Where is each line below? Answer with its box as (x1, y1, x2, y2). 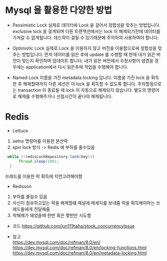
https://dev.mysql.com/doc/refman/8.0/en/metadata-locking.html (12, 249, 147, 255)
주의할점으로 (137, 80, 162, 86)
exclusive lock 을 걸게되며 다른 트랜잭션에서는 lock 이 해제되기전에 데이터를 (12, 28, 161, 34)
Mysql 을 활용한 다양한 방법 (5, 4, 112, 16)
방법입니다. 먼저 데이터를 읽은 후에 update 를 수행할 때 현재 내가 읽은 (21, 51, 156, 57)
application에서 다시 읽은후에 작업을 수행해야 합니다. (25, 63, 129, 70)
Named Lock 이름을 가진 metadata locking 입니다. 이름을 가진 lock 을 (12, 74, 150, 80)
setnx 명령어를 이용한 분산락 (12, 138, 68, 144)
